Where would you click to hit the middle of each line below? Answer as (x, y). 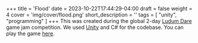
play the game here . (30, 34)
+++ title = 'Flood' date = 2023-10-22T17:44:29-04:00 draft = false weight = (99, 9)
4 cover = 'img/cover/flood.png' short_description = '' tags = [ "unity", (92, 15)
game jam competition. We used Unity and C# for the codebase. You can (95, 27)
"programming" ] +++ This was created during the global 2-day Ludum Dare (99, 21)
